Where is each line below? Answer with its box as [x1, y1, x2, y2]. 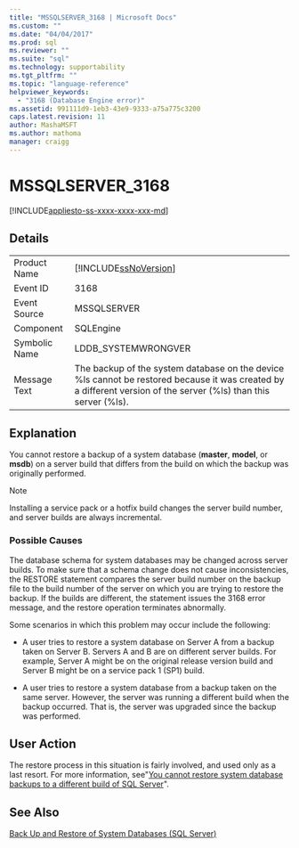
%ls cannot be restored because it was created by [74, 373, 285, 386]
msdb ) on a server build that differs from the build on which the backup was [9, 459, 289, 469]
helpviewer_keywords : [9, 87, 90, 96]
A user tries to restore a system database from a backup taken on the [21, 682, 278, 693]
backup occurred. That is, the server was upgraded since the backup [21, 701, 277, 712]
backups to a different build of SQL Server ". [9, 779, 169, 789]
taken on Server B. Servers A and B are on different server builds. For [21, 646, 277, 656]
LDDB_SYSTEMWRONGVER [74, 342, 191, 355]
